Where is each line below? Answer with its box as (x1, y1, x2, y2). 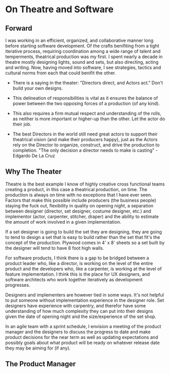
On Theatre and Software (5, 4, 114, 15)
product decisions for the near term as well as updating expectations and (5, 334, 158, 340)
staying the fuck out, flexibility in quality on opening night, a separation (5, 202, 154, 208)
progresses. (5, 282, 30, 288)
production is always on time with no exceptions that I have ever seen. (5, 192, 152, 198)
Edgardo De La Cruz (12, 153, 55, 158)
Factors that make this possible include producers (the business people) (5, 197, 156, 203)
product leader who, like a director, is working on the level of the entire (5, 260, 153, 266)
